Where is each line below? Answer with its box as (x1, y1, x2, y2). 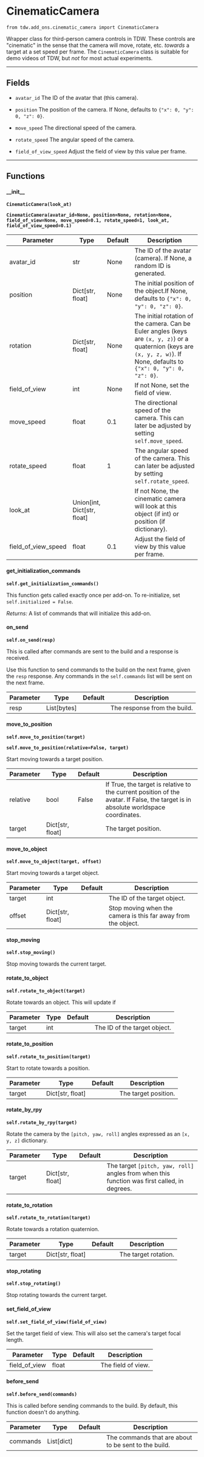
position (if (134, 518, 166, 526)
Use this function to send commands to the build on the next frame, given (6, 665, 191, 673)
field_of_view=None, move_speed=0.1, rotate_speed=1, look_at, (6, 217, 170, 223)
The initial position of (134, 279, 194, 287)
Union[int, (72, 498, 101, 507)
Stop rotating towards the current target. (6, 1291, 107, 1299)
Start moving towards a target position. (6, 755, 104, 762)
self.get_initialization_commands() (6, 580, 99, 587)
